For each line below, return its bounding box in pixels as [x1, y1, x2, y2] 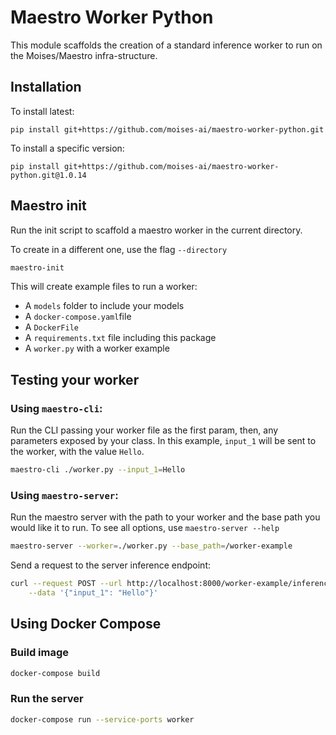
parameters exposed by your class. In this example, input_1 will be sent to [10, 435, 317, 447]
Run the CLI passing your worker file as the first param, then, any [10, 424, 279, 436]
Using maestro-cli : [10, 401, 103, 415]
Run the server [10, 692, 84, 706]
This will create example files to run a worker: [10, 281, 198, 293]
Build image [10, 646, 70, 660]
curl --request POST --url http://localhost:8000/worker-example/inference [10, 579, 333, 589]
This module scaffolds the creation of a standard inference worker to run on [10, 39, 323, 51]
